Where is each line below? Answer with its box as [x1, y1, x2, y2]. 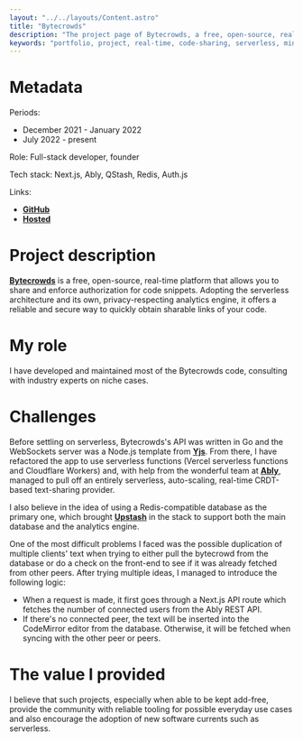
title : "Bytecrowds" [9, 22, 87, 31]
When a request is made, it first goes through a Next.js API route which [22, 595, 287, 605]
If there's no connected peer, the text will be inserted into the [22, 614, 250, 624]
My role [9, 336, 68, 357]
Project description [9, 245, 156, 266]
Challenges [9, 407, 96, 427]
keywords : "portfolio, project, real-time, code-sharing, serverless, [9, 38, 280, 48]
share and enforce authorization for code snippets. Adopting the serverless [9, 285, 289, 296]
